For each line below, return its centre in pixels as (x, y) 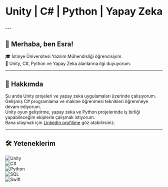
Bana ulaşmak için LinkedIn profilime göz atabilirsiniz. (60, 122)
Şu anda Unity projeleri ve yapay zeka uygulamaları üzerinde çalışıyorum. (81, 96)
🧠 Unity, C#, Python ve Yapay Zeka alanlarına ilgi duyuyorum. (68, 63)
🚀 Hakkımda (24, 84)
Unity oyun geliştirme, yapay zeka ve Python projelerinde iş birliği (72, 112)
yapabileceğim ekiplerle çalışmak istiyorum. (50, 117)
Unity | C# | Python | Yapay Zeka (84, 11)
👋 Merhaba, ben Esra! (39, 44)
